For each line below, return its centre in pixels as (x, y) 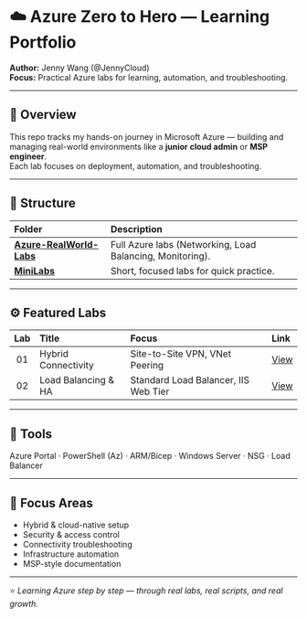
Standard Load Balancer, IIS (190, 380)
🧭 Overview (43, 115)
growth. (24, 604)
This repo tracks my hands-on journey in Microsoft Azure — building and (147, 136)
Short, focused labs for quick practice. (193, 271)
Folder (28, 229)
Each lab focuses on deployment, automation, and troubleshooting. (136, 165)
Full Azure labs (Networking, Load (184, 244)
